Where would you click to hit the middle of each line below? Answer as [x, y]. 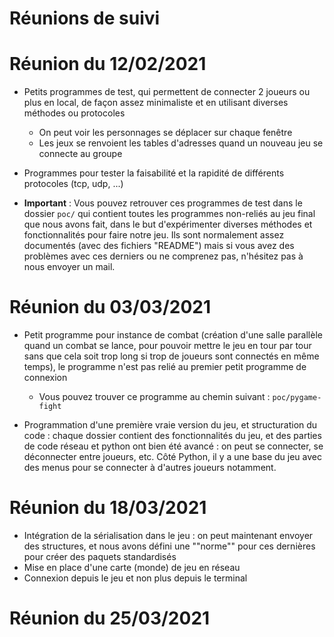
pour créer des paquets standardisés [100, 556]
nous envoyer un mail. [69, 267]
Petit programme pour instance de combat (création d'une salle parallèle [173, 335]
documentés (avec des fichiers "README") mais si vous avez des [159, 246]
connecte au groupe [80, 154]
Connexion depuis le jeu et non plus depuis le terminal [135, 578]
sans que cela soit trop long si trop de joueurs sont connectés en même [171, 356]
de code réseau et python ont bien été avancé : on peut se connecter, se [173, 446]
